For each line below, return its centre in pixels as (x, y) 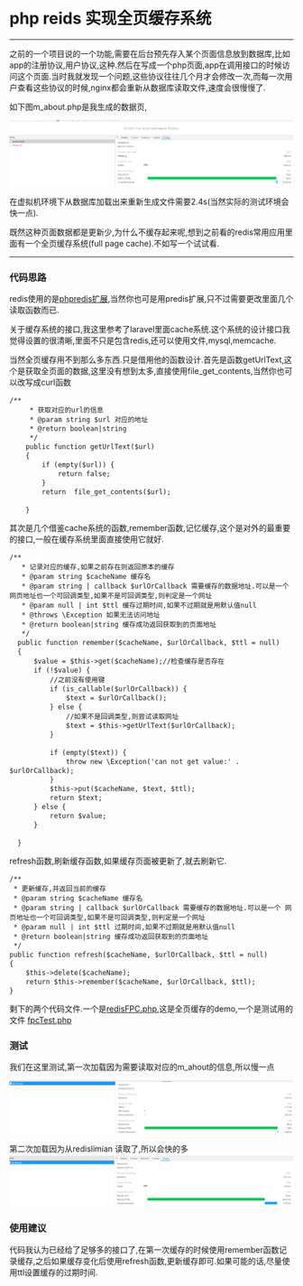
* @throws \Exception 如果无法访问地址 (91, 615)
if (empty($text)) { (88, 752)
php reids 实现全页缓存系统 (110, 19)
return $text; (76, 797)
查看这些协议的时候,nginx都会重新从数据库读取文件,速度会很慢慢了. (141, 88)
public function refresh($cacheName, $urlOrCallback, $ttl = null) (139, 955)
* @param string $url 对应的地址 (89, 419)
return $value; (78, 815)
